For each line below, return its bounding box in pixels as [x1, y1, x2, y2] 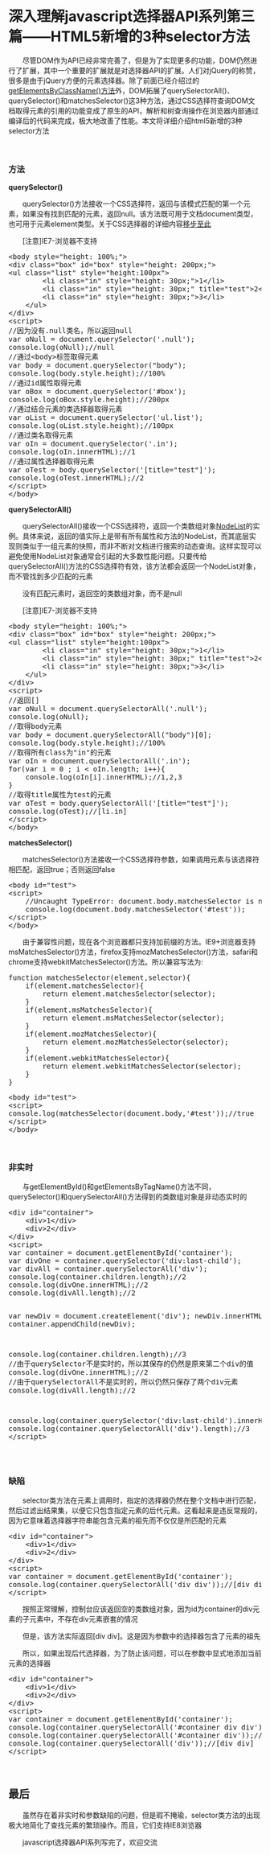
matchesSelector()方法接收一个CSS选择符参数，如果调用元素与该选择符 [22, 854, 260, 865]
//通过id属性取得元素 [8, 379, 82, 388]
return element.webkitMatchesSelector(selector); [42, 1062, 242, 1071]
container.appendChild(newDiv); [8, 1319, 136, 1328]
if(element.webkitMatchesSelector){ [25, 1054, 170, 1063]
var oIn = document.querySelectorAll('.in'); [8, 757, 191, 766]
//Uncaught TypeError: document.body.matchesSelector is [25, 897, 255, 906]
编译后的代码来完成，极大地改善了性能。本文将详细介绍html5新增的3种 [8, 116, 243, 125]
